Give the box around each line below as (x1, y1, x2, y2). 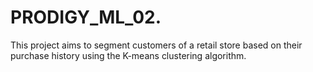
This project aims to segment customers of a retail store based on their (10, 39, 303, 51)
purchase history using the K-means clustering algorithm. (10, 49, 247, 61)
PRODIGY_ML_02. (10, 6, 162, 29)
